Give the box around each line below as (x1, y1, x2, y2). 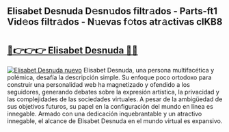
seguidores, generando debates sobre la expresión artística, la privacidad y (7, 88, 220, 96)
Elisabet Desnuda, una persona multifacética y (83, 66, 215, 74)
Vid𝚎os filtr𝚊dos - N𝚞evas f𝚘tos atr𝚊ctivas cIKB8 (7, 16, 223, 28)
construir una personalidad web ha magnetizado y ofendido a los (7, 81, 190, 88)
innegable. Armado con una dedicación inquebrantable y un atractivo (7, 109, 202, 118)
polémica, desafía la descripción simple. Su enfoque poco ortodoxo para (7, 73, 212, 81)
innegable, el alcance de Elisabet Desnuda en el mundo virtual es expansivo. (7, 117, 223, 125)
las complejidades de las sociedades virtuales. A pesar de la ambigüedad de (7, 95, 223, 103)
